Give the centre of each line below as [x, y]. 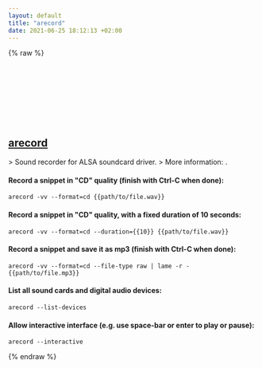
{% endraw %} [33, 357]
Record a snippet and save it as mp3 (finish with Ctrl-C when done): [122, 249]
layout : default [35, 16]
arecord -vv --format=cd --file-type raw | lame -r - [99, 266]
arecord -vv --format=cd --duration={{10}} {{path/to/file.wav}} [118, 232]
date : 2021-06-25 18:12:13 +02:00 [65, 30]
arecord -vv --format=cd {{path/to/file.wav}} [87, 197]
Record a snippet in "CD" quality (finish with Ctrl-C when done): [116, 180]
